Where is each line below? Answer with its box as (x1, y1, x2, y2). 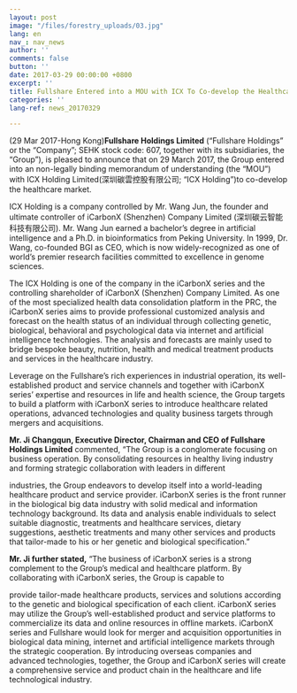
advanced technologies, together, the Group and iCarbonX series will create (9, 656, 286, 666)
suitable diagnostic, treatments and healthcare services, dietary (9, 518, 241, 528)
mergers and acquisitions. (9, 418, 104, 428)
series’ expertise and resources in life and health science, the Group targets (9, 389, 286, 400)
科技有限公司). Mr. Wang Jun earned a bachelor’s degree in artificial (9, 223, 256, 234)
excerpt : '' (9, 79, 53, 88)
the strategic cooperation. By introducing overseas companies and (9, 646, 252, 657)
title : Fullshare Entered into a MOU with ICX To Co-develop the (9, 87, 255, 96)
